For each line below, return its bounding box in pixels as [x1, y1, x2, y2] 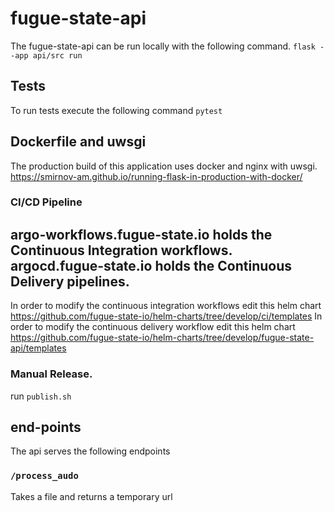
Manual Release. [10, 367, 93, 381]
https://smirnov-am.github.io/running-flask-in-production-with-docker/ [10, 170, 303, 182]
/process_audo [10, 470, 79, 482]
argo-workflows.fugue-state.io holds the [10, 226, 273, 243]
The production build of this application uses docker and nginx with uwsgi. [10, 160, 318, 172]
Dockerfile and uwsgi [10, 133, 147, 151]
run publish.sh [10, 390, 72, 402]
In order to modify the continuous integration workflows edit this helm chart [10, 300, 322, 312]
